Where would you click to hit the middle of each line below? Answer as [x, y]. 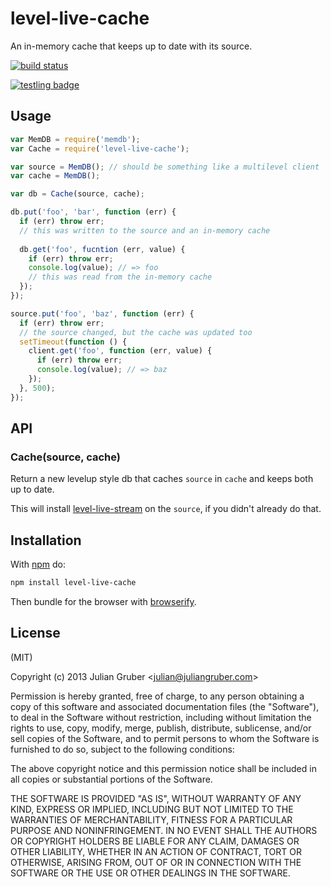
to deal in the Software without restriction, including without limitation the [161, 717]
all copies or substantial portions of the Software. [111, 779]
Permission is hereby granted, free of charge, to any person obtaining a [157, 696]
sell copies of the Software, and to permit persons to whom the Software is [165, 738]
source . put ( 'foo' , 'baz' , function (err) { [102, 313]
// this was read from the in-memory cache [120, 277]
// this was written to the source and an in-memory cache [145, 230]
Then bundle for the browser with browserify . [103, 601]
